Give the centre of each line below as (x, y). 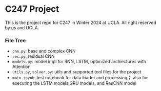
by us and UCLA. (22, 27)
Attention (21, 67)
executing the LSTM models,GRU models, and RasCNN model (74, 83)
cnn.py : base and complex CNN (44, 51)
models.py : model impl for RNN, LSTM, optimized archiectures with (79, 62)
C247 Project (32, 9)
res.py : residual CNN (33, 56)
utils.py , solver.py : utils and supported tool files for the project (77, 72)
